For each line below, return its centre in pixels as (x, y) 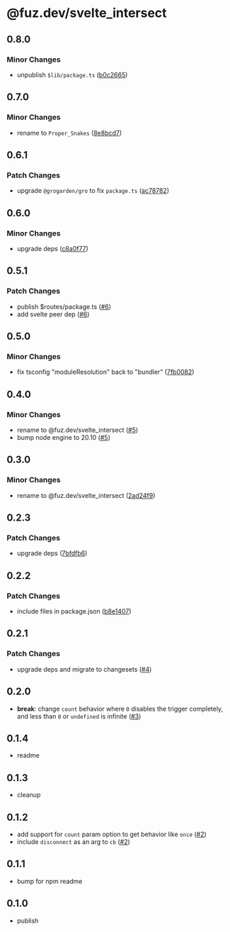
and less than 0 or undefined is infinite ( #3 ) (79, 716)
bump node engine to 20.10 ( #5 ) (64, 437)
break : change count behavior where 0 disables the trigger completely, (120, 709)
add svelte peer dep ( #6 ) (53, 314)
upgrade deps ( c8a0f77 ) (53, 248)
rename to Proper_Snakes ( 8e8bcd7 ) (69, 133)
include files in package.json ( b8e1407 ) (74, 611)
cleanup (29, 795)
